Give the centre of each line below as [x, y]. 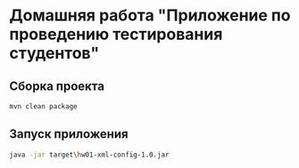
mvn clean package [43, 107]
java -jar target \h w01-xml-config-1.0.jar [89, 155]
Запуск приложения [69, 134]
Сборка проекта [57, 86]
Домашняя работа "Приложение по [150, 16]
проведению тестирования [116, 34]
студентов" [54, 53]
